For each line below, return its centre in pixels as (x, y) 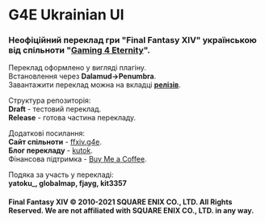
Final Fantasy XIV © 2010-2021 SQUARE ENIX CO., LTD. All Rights (120, 202)
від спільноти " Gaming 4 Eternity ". (80, 50)
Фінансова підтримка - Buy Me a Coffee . (78, 159)
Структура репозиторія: (50, 101)
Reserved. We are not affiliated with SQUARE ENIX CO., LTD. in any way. (131, 211)
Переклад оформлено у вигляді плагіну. (78, 68)
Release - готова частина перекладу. (72, 118)
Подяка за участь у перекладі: (61, 175)
